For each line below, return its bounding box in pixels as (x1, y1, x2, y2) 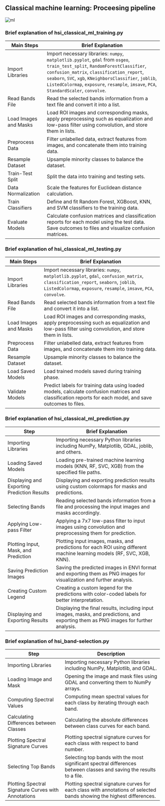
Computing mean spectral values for (64, 693, 149, 700)
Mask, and (7, 547, 32, 553)
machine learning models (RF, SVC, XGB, (55, 550, 150, 557)
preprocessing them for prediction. (55, 529, 137, 536)
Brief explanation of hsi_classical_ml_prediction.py (5, 415, 130, 422)
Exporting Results (7, 617, 48, 624)
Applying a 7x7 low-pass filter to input (55, 517, 145, 524)
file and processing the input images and (55, 503, 150, 510)
